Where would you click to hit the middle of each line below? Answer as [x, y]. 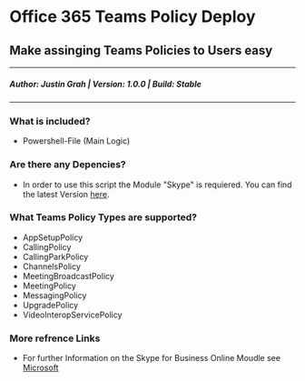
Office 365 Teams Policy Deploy [133, 17]
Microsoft [40, 368]
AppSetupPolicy [53, 237]
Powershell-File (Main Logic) [76, 141]
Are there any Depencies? [68, 165]
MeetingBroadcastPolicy [69, 276]
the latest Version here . [66, 194]
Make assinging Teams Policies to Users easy [141, 50]
